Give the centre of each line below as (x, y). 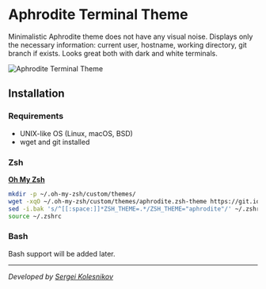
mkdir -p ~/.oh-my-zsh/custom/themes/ (72, 194)
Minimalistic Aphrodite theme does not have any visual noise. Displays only (131, 36)
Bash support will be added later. (62, 253)
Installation (36, 94)
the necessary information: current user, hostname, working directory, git (127, 44)
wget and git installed (55, 142)
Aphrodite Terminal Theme (98, 15)
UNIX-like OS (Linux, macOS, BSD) (76, 133)
